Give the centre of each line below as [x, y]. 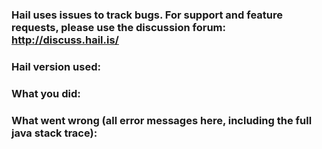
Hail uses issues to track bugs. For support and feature [147, 15]
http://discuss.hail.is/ [65, 40]
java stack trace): [54, 133]
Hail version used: [56, 66]
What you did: [46, 93]
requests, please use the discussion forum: [119, 27]
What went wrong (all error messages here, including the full [162, 120]
